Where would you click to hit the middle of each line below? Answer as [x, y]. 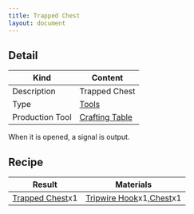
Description [34, 91]
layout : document [37, 23]
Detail [23, 55]
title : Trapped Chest [44, 16]
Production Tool [42, 117]
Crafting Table [106, 117]
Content [107, 78]
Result [45, 184]
